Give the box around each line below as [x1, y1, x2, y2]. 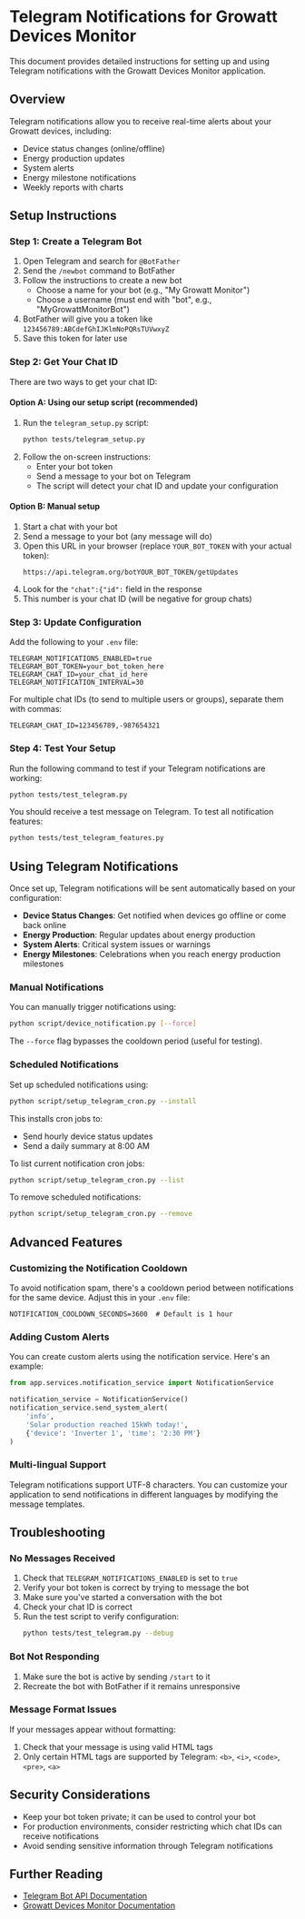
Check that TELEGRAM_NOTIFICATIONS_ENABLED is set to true [22, 1573, 239, 1584]
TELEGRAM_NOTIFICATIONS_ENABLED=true [9, 654, 152, 664]
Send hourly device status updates [22, 1131, 153, 1142]
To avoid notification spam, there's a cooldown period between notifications [9, 1282, 294, 1293]
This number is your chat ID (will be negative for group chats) [22, 593, 252, 605]
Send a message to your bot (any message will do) [22, 531, 213, 542]
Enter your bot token [35, 460, 113, 471]
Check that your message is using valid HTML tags [22, 1741, 213, 1752]
